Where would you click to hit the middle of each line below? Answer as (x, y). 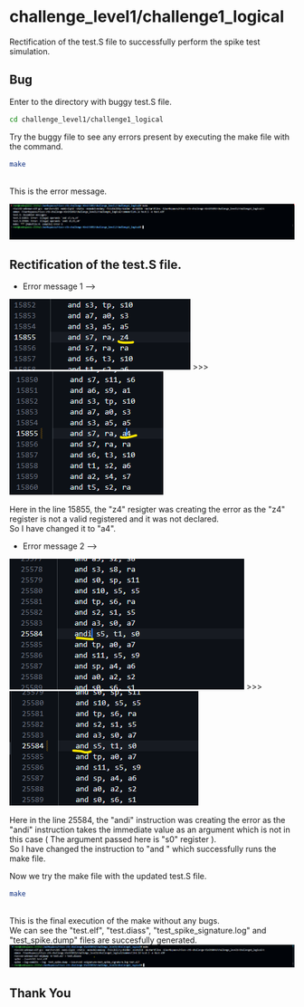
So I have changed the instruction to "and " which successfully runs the (143, 849)
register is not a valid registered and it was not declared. (114, 519)
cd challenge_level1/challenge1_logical (87, 120)
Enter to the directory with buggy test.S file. (90, 101)
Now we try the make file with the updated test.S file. (108, 877)
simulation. (30, 51)
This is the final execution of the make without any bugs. (114, 921)
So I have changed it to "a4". (62, 529)
